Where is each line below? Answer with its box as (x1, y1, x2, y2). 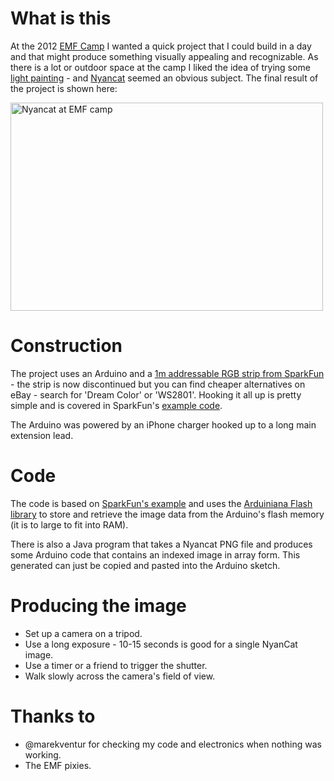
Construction (10, 335, 123, 357)
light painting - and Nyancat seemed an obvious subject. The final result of (10, 72, 319, 84)
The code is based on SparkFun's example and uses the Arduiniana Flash (10, 497, 313, 509)
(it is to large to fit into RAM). (10, 518, 129, 531)
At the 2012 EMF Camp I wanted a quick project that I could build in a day (10, 40, 312, 52)
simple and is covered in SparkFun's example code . (10, 399, 223, 411)
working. (24, 748, 62, 761)
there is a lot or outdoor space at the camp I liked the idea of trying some (10, 61, 311, 73)
